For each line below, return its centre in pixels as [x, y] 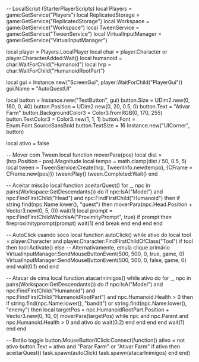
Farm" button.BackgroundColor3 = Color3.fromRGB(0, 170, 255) [84, 113]
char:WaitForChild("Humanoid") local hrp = [59, 64]
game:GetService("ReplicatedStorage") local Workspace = [78, 21]
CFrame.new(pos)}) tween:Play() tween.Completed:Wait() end [82, 174]
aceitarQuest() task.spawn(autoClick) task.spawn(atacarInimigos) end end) [98, 353]
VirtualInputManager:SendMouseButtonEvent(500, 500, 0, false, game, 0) [97, 260]
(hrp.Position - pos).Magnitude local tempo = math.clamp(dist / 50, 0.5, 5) [97, 161]
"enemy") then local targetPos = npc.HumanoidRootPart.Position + [88, 310]
